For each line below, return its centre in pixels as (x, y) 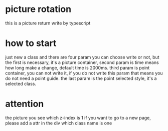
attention (25, 104)
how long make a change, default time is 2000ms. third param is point (77, 67)
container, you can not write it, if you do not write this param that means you (84, 73)
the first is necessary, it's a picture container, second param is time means (82, 62)
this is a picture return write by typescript (48, 23)
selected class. (21, 83)
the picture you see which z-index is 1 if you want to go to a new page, (78, 117)
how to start (31, 43)
